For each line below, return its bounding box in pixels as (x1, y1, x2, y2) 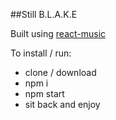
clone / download (24, 67, 97, 78)
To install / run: (10, 47, 72, 59)
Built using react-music (10, 28, 107, 39)
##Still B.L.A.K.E (10, 9, 78, 20)
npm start (24, 88, 65, 99)
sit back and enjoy (24, 99, 101, 110)
